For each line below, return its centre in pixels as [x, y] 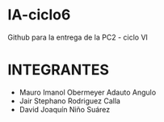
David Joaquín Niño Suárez [65, 109]
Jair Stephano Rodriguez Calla [69, 101]
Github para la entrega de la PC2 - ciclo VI [78, 37]
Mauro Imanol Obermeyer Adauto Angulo [88, 92]
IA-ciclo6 [39, 15]
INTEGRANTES [59, 70]
